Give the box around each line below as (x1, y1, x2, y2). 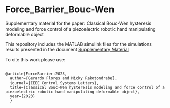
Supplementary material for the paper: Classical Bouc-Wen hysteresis (5, 20, 152, 26)
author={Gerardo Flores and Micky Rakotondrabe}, (10, 75, 117, 81)
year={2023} (10, 93, 36, 99)
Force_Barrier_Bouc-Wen (5, 4, 115, 15)
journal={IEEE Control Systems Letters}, (10, 80, 99, 85)
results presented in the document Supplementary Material (5, 46, 129, 52)
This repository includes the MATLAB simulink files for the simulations (5, 41, 152, 47)
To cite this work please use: (5, 56, 65, 62)
